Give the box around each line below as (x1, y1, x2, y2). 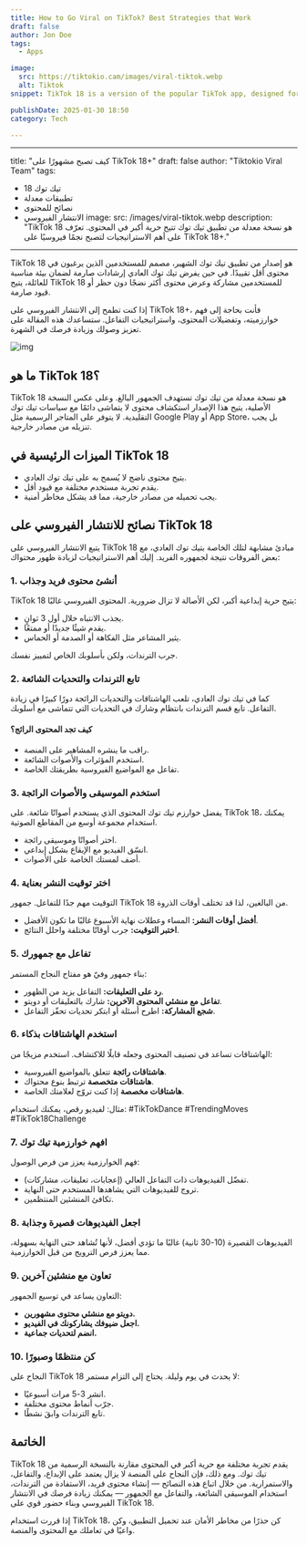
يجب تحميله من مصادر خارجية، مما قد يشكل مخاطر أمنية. (23, 492, 218, 502)
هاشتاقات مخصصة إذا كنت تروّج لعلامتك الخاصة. (23, 1085, 185, 1096)
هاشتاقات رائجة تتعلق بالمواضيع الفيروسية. (23, 1066, 167, 1077)
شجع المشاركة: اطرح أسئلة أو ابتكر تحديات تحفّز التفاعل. (23, 1005, 216, 1016)
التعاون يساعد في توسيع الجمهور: (10, 1290, 122, 1301)
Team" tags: (10, 165, 56, 176)
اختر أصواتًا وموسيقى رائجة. (23, 834, 118, 845)
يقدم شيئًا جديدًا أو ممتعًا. (23, 622, 107, 634)
